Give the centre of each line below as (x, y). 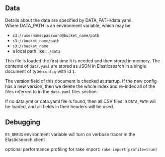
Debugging (23, 122)
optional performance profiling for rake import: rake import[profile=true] (81, 149)
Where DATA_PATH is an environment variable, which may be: (69, 25)
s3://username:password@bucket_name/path (56, 35)
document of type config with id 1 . (41, 71)
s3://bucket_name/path (36, 41)
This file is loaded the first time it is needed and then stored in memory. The (83, 61)
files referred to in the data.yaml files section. (52, 91)
